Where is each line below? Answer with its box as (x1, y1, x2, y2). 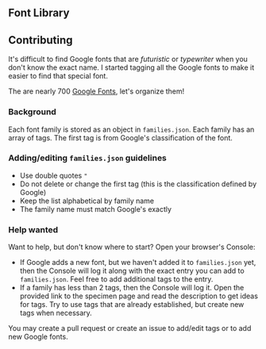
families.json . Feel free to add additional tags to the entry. (19, 274, 214, 284)
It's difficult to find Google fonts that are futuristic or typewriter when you (8, 55, 249, 64)
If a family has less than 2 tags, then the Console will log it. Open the (19, 283, 245, 293)
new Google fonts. (8, 332, 69, 342)
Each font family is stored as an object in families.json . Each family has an (8, 125, 255, 134)
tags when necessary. (19, 309, 93, 318)
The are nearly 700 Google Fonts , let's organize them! (8, 86, 185, 96)
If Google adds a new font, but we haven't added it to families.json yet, (19, 258, 256, 267)
